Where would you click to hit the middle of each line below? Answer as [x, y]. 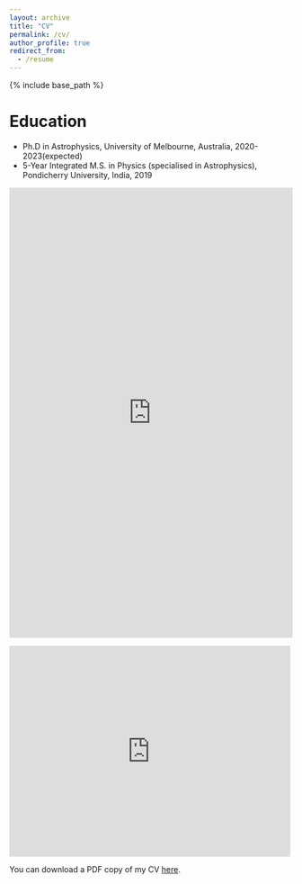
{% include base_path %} [57, 85]
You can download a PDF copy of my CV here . [95, 869]
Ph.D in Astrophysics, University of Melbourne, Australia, [128, 146]
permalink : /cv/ [40, 34]
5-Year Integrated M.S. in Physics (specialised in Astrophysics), [140, 165]
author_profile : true [50, 43]
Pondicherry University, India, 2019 [87, 175]
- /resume [36, 59]
